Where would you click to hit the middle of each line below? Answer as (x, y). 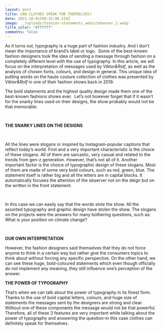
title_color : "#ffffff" (29, 28)
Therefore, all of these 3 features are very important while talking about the (80, 313)
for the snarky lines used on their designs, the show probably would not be (80, 102)
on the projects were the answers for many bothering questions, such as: (78, 214)
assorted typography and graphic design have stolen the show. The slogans (81, 209)
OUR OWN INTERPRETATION (34, 238)
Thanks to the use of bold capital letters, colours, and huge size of (71, 298)
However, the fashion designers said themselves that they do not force (75, 248)
